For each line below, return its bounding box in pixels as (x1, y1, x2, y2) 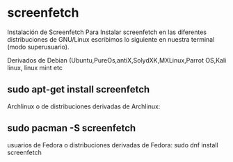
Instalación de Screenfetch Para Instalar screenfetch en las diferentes (7, 28, 207, 36)
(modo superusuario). (7, 42, 70, 51)
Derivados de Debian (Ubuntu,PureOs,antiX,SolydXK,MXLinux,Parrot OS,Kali (7, 56, 227, 64)
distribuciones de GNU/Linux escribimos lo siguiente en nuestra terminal (7, 35, 215, 43)
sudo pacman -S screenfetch (7, 122, 136, 134)
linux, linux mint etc (7, 63, 63, 72)
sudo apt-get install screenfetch (7, 83, 150, 95)
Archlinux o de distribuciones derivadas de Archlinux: (7, 102, 161, 111)
